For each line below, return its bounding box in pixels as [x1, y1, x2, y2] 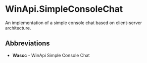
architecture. [5, 25, 31, 31]
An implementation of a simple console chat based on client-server [5, 20, 142, 26]
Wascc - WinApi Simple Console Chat [12, 52, 90, 58]
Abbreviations [5, 39, 50, 48]
